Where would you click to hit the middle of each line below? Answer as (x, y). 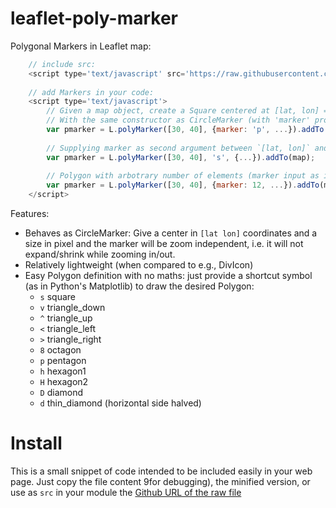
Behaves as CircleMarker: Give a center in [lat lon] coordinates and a (171, 233)
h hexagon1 (63, 371)
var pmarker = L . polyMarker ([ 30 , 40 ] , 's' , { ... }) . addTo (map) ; (181, 157)
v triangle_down (72, 308)
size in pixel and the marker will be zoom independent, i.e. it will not (164, 244)
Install (36, 443)
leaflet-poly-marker (94, 18)
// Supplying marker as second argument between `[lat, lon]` (178, 148)
